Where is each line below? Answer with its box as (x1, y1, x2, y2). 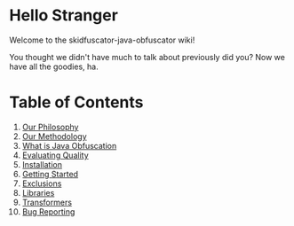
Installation (21, 159, 63, 169)
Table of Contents (9, 92, 144, 113)
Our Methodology (21, 130, 87, 142)
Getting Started (21, 168, 78, 179)
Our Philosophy (21, 121, 79, 132)
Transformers (21, 197, 73, 207)
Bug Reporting (21, 206, 75, 217)
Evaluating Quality (21, 150, 89, 160)
